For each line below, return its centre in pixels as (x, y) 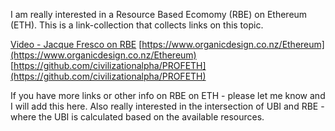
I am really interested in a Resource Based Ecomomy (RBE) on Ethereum (159, 14)
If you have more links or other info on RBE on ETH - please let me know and (168, 95)
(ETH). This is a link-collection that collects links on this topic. (137, 25)
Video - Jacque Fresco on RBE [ (76, 44)
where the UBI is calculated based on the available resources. (137, 117)
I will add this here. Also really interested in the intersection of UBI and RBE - (167, 106)
